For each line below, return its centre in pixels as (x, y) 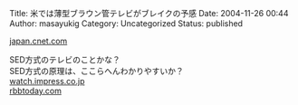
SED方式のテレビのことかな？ (65, 60)
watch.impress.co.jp (47, 81)
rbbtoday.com (35, 91)
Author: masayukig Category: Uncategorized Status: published (126, 24)
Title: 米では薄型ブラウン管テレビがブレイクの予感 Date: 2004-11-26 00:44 (149, 13)
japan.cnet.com (38, 41)
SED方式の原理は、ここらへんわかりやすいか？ (96, 71)
